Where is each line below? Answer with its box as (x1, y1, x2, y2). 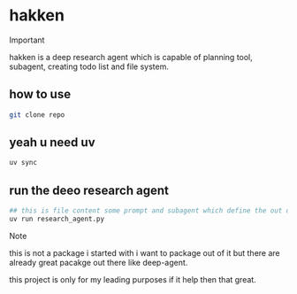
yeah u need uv (9, 135, 95, 151)
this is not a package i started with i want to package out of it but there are (9, 247, 280, 258)
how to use (9, 87, 72, 102)
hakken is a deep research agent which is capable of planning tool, (9, 51, 254, 62)
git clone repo (9, 110, 65, 120)
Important (9, 35, 45, 45)
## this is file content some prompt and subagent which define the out (9, 206, 283, 215)
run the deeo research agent (9, 182, 170, 197)
